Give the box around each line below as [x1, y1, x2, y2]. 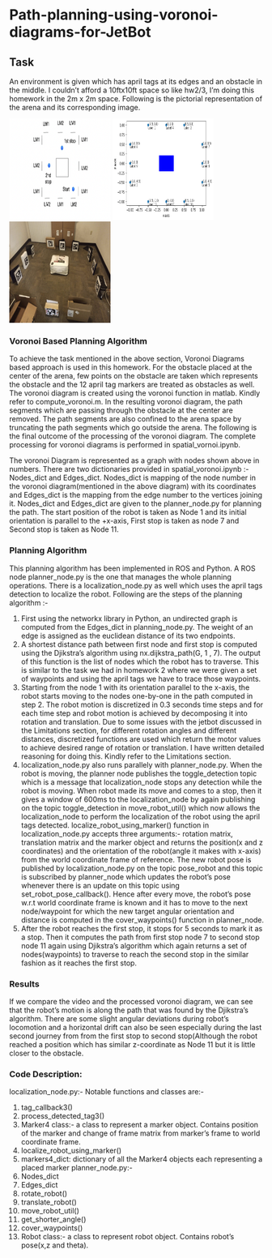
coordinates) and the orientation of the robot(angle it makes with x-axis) [20, 845, 261, 856]
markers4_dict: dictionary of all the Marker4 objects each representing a [20, 1154, 263, 1164]
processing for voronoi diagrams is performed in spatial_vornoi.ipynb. [9, 440, 241, 450]
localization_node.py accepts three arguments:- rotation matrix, [20, 828, 233, 838]
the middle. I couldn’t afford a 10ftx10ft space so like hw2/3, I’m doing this [9, 85, 254, 95]
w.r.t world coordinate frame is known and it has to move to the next [20, 897, 249, 907]
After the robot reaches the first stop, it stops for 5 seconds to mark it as [20, 923, 263, 933]
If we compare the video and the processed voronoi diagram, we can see [9, 996, 253, 1006]
